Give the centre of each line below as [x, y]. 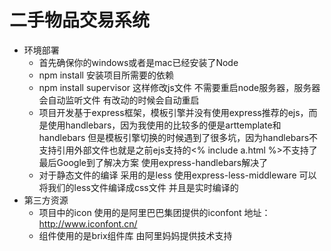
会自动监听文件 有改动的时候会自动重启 [119, 100]
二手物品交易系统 [80, 20]
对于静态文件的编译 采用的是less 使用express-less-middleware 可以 [177, 175]
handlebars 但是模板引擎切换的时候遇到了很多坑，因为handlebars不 [178, 137]
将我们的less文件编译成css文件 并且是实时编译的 [138, 187]
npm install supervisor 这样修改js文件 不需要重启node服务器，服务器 [179, 87]
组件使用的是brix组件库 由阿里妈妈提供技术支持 [135, 235]
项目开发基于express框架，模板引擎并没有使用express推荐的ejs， [173, 112]
